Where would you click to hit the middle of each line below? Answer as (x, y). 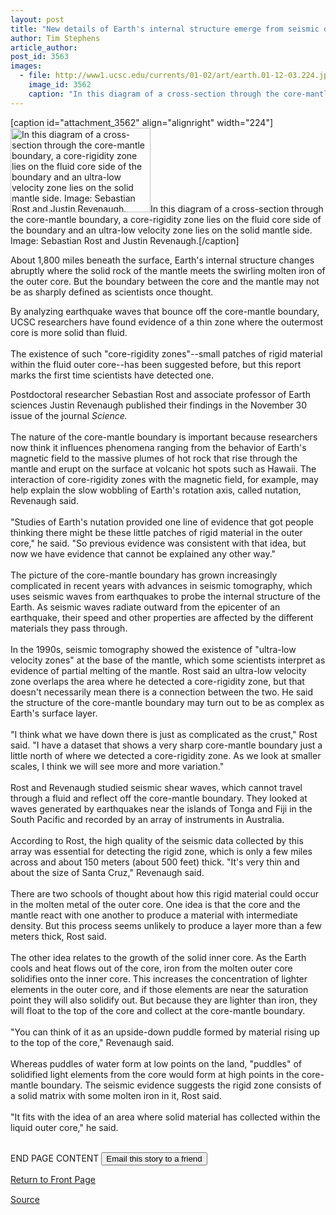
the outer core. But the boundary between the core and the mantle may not (165, 281)
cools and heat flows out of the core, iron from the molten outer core (151, 968)
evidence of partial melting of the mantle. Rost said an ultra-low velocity (158, 670)
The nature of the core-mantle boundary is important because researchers (164, 437)
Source (25, 1199)
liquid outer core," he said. (64, 1127)
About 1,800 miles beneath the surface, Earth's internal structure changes (162, 260)
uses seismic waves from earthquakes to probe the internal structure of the (165, 596)
